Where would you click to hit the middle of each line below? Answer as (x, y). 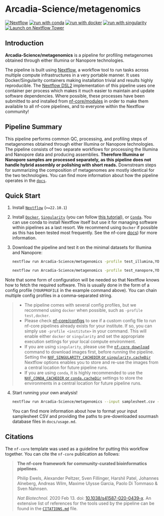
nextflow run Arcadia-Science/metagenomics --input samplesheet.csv (83, 402)
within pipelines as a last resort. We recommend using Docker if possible (85, 228)
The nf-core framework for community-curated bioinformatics (82, 463)
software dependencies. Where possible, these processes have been (75, 96)
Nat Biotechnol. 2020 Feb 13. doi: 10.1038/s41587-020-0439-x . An (84, 498)
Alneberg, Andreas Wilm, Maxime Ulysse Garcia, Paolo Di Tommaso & (87, 483)
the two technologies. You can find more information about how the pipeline (82, 175)
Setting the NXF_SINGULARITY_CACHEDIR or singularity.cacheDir (87, 357)
